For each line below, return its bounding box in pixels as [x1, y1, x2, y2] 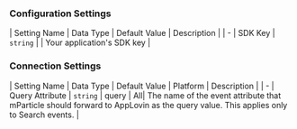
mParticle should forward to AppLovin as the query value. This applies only [9, 99, 288, 110]
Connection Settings [9, 60, 102, 72]
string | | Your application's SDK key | [9, 37, 151, 48]
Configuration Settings [9, 7, 112, 20]
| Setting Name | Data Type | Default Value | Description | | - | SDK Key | [9, 28, 276, 39]
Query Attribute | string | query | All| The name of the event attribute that [9, 89, 282, 101]
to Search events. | [9, 109, 79, 120]
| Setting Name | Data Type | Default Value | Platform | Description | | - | [9, 80, 274, 91]
